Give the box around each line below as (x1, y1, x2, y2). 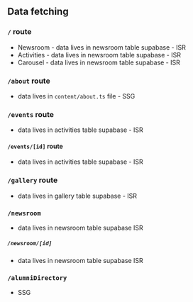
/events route (7, 109, 55, 119)
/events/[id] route (7, 142, 64, 150)
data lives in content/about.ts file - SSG (17, 91, 136, 100)
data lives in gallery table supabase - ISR (17, 191, 137, 200)
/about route (7, 76, 51, 86)
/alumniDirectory (7, 274, 67, 282)
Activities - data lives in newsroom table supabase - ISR (17, 50, 181, 59)
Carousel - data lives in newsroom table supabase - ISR (17, 58, 181, 67)
